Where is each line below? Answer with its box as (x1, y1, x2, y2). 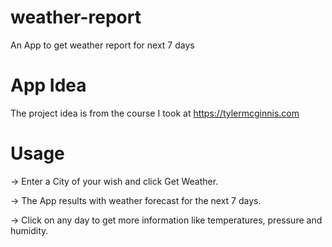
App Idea (10, 74, 87, 97)
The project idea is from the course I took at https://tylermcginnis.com (10, 107, 300, 119)
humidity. (10, 224, 49, 236)
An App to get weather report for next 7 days (10, 39, 195, 51)
